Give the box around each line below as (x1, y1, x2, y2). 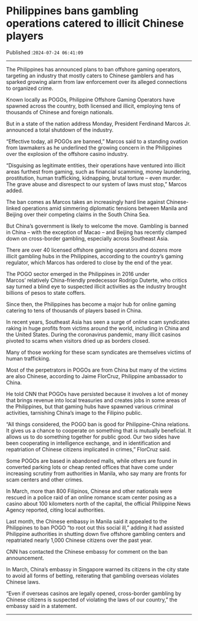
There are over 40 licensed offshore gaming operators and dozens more (6, 246, 182, 253)
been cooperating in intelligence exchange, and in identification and (6, 439, 171, 447)
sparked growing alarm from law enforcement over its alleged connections (6, 78, 187, 85)
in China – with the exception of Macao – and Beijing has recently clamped (6, 229, 187, 236)
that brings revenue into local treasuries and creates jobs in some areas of (6, 396, 187, 404)
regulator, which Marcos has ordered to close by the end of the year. (6, 259, 173, 266)
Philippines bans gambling (6, 4, 139, 18)
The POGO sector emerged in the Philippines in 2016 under (6, 270, 150, 277)
